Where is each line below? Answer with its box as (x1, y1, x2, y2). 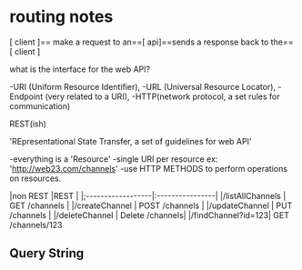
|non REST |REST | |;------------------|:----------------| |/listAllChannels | (9, 190, 287, 201)
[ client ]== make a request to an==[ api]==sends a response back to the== (9, 36, 294, 47)
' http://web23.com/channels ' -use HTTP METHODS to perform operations (9, 163, 288, 174)
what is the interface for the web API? (9, 64, 151, 75)
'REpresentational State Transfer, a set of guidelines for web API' (9, 135, 252, 146)
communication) (9, 100, 71, 111)
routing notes (9, 6, 114, 27)
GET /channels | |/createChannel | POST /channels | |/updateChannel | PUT (9, 200, 293, 211)
